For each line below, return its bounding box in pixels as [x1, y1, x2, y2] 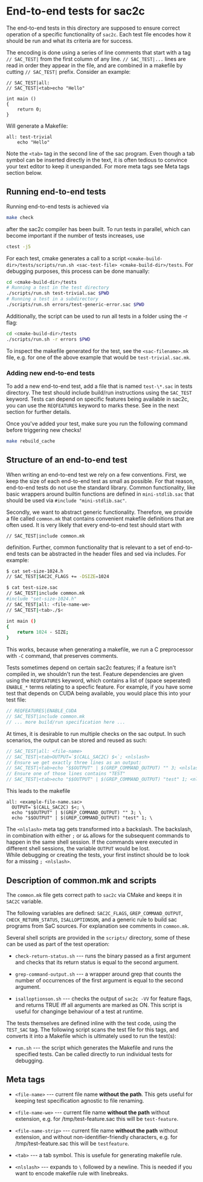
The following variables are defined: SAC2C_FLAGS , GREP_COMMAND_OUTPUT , [6, 909, 183, 916]
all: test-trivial [6, 134, 53, 140]
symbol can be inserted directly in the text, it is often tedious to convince [6, 156, 187, 163]
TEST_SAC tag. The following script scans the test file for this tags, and [6, 1026, 179, 1033]
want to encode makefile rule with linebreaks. [14, 1169, 129, 1177]
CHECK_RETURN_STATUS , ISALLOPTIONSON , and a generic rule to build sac [6, 916, 177, 923]
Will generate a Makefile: [6, 122, 68, 130]
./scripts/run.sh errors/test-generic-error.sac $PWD [6, 301, 145, 307]
